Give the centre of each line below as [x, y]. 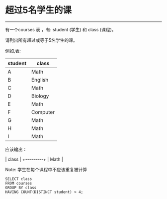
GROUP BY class [21, 188]
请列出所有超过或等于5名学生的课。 [42, 40]
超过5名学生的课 [39, 10]
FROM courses [19, 183]
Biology [40, 96]
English [40, 80]
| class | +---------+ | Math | [34, 159]
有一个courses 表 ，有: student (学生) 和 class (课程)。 [61, 29]
